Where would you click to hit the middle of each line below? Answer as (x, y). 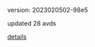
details (17, 37)
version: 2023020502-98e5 (48, 10)
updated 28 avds (32, 23)
